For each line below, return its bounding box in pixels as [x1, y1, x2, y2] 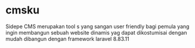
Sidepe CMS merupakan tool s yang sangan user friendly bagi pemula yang [5, 23, 190, 30]
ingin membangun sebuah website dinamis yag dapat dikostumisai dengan [5, 29, 187, 36]
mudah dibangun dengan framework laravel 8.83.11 [5, 35, 129, 42]
